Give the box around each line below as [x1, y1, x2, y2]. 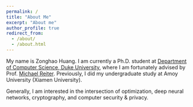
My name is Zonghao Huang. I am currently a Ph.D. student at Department [6, 57, 187, 65]
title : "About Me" [6, 14, 52, 20]
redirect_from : [6, 31, 44, 36]
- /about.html [11, 42, 46, 48]
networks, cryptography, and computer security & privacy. [6, 93, 149, 101]
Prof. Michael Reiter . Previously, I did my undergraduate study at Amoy [6, 70, 178, 77]
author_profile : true [6, 25, 60, 31]
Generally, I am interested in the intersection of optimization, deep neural [6, 88, 184, 95]
